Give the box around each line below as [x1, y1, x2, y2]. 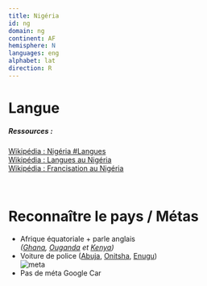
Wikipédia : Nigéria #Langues [8, 146, 106, 155]
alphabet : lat [8, 57, 56, 65]
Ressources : [8, 126, 53, 135]
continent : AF [8, 34, 56, 43]
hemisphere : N [8, 42, 56, 50]
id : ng [8, 19, 31, 27]
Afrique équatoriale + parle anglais [19, 234, 135, 243]
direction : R [8, 64, 52, 73]
